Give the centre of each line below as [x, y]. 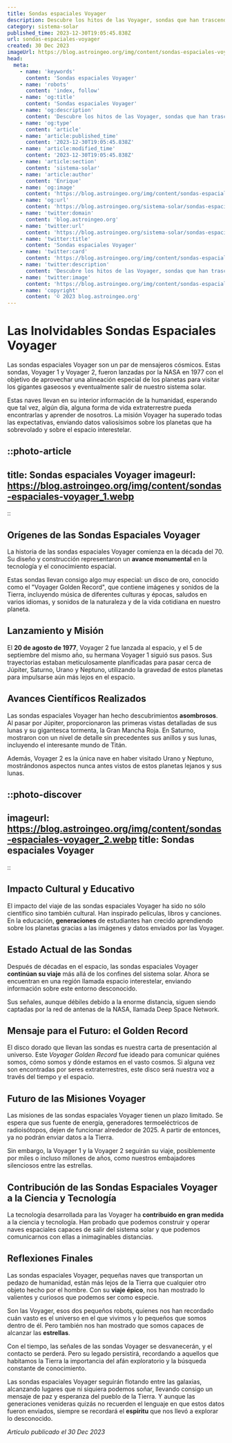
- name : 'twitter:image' [55, 278]
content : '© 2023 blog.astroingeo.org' [83, 297]
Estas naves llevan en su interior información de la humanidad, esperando [112, 400]
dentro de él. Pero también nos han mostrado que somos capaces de [106, 1325]
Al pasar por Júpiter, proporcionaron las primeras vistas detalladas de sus [112, 723]
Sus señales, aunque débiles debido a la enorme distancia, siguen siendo [112, 1001]
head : [15, 59]
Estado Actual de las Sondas [70, 950]
